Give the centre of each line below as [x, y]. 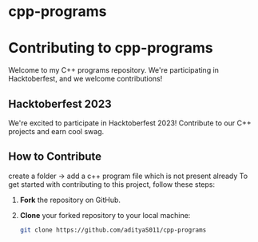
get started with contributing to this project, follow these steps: [112, 184]
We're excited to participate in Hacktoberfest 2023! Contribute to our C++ [130, 123]
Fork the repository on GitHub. [70, 200]
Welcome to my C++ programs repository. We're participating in [114, 70]
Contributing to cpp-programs [111, 48]
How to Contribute [55, 157]
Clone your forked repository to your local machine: [105, 215]
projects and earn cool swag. [56, 131]
